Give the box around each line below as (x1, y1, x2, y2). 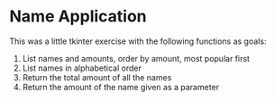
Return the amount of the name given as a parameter (22, 81, 219, 92)
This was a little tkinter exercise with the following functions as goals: (9, 36, 267, 46)
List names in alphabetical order (22, 63, 142, 73)
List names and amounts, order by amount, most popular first (22, 53, 251, 63)
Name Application (9, 6, 147, 27)
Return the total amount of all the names (22, 72, 172, 82)
